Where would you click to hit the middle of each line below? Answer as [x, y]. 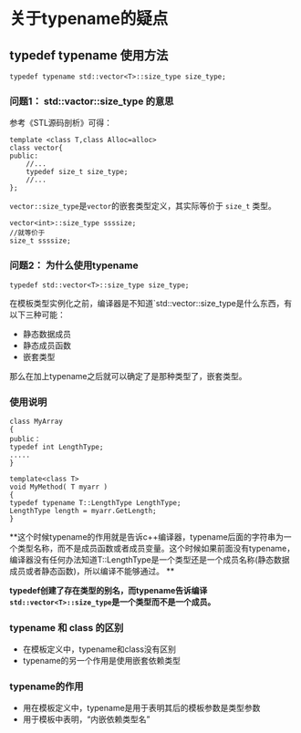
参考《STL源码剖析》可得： [61, 123]
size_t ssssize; [40, 241]
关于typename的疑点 [89, 19]
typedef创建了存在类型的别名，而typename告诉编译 [109, 590]
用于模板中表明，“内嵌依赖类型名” [86, 719]
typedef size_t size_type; [77, 172]
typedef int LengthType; [57, 447]
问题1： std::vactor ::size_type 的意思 [92, 101]
